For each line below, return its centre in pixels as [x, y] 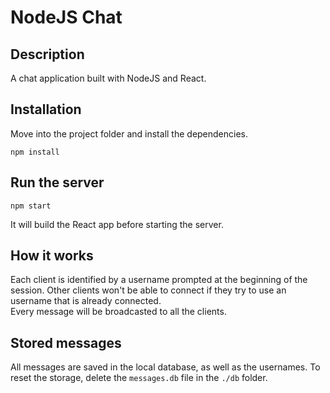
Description [47, 54]
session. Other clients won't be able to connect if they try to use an [148, 290]
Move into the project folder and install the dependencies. [129, 133]
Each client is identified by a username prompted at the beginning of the [159, 280]
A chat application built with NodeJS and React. [108, 78]
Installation [46, 109]
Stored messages [66, 342]
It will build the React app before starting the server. [117, 224]
